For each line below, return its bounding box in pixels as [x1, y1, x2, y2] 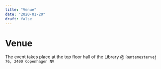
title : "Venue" [5, 7, 37, 12]
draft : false [5, 16, 32, 21]
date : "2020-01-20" [5, 12, 46, 17]
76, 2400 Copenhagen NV [5, 59, 55, 64]
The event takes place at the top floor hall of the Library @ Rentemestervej [5, 54, 157, 60]
